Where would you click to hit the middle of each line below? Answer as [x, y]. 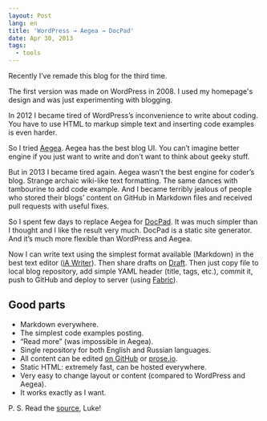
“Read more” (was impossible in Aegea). [87, 341]
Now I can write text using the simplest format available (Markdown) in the [131, 254]
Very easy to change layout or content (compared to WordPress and [133, 375]
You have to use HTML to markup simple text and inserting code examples [131, 124]
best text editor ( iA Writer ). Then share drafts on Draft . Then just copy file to [133, 263]
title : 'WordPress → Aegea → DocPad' [71, 30]
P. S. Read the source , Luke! [55, 408]
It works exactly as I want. [63, 392]
